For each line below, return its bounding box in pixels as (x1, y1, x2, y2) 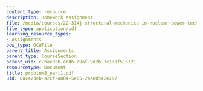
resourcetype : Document (6, 64, 66, 71)
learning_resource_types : (6, 31, 71, 37)
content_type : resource (6, 8, 66, 15)
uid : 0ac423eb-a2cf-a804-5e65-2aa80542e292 (6, 75, 118, 81)
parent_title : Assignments (6, 48, 74, 54)
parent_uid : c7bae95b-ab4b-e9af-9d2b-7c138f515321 (6, 59, 137, 65)
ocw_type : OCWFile (6, 43, 53, 48)
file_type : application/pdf (6, 25, 77, 32)
